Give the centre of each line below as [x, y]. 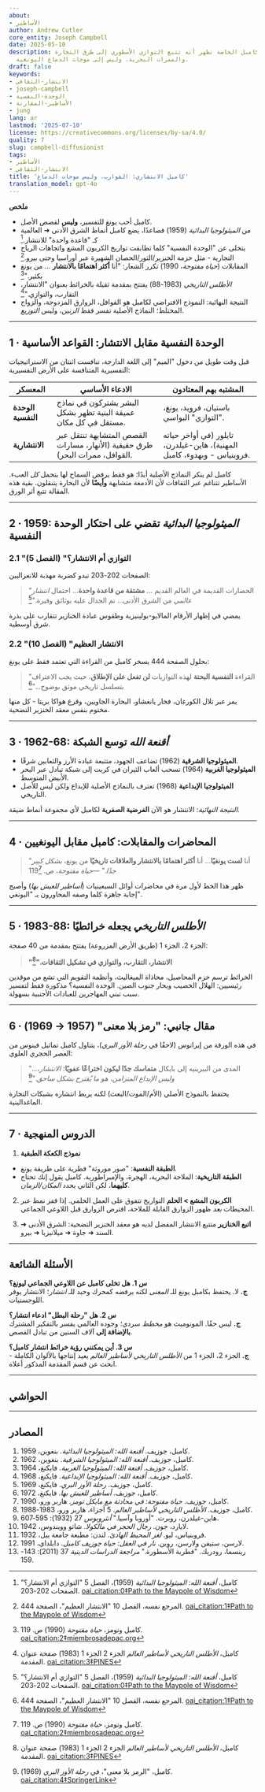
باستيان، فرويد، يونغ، [197, 408]
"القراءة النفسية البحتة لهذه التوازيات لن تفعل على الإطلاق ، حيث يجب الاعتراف [142, 676]
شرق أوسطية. [29, 624]
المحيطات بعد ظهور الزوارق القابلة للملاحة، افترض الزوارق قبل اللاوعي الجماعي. [137, 1208]
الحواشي [28, 1396]
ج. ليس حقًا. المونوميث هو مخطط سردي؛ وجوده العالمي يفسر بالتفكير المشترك [125, 1323]
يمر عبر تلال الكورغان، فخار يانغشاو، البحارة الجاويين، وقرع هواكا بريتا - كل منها [123, 701]
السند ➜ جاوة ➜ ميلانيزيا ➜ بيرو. [67, 1232]
